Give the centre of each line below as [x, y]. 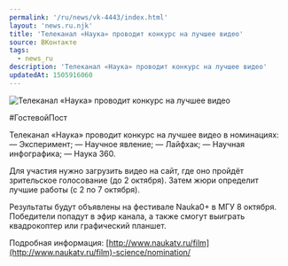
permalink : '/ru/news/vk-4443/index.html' [89, 17]
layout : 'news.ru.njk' [51, 26]
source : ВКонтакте [43, 42]
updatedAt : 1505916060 [51, 75]
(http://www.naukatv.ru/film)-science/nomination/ [100, 252]
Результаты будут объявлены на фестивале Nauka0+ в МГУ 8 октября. [143, 207]
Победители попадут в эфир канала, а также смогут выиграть [127, 216]
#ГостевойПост [39, 117]
